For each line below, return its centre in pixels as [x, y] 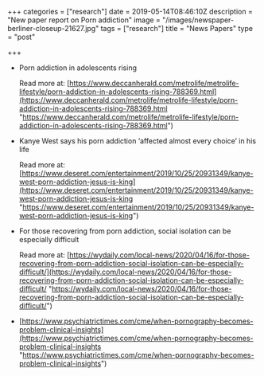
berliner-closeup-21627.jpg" [53, 28]
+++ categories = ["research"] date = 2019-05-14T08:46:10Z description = [130, 12]
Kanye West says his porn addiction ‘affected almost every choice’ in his [137, 141]
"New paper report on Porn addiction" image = [84, 20]
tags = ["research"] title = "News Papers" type [177, 28]
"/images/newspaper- [198, 20]
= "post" [21, 37]
